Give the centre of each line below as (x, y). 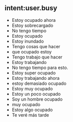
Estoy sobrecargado (32, 25)
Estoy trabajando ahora (36, 78)
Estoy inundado (28, 41)
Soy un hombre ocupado (37, 99)
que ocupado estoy (32, 52)
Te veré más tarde (30, 115)
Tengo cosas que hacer (36, 46)
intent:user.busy (31, 8)
